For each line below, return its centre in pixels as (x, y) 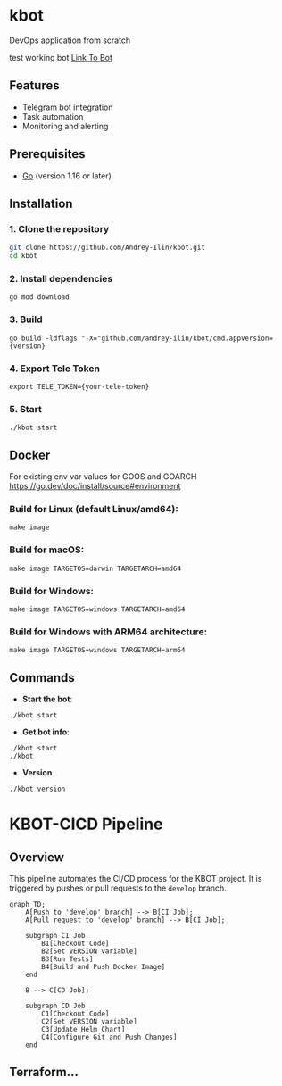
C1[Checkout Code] (75, 1014)
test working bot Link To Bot (61, 57)
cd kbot (24, 256)
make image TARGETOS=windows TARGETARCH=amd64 (97, 609)
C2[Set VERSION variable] (90, 1022)
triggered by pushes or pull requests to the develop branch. (118, 888)
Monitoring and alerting (65, 126)
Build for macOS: (47, 550)
